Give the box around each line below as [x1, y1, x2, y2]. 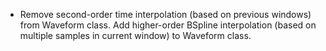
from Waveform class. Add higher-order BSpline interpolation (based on [19, 19, 317, 31]
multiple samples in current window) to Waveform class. [19, 30, 252, 41]
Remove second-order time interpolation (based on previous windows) [19, 9, 312, 20]
